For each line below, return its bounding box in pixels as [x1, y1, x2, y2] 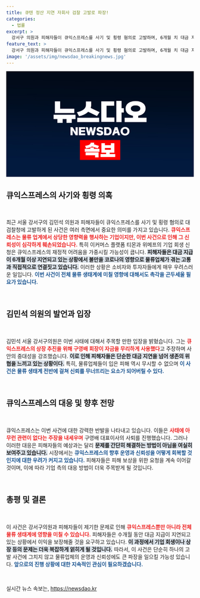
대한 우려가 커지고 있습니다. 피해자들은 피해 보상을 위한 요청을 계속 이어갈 [21, 457, 192, 464]
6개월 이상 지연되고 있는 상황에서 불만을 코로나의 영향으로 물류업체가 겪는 [12, 256, 180, 263]
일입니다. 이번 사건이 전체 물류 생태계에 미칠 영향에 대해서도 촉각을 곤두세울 [12, 271, 185, 278]
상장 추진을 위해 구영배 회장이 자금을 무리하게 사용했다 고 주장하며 [36, 345, 186, 352]
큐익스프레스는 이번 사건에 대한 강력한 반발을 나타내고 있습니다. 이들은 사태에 [6, 427, 185, 434]
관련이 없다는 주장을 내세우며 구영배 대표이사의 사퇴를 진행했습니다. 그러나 [17, 434, 188, 441]
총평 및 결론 [6, 495, 46, 505]
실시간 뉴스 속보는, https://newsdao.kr [6, 585, 97, 592]
